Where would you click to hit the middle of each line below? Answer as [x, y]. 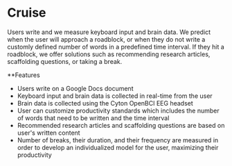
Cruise [27, 13]
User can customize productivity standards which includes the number [118, 110]
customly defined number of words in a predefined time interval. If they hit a [116, 47]
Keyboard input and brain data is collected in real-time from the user [115, 96]
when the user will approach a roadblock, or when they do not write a [106, 39]
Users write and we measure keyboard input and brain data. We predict [109, 32]
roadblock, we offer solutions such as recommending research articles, [109, 54]
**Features [24, 75]
